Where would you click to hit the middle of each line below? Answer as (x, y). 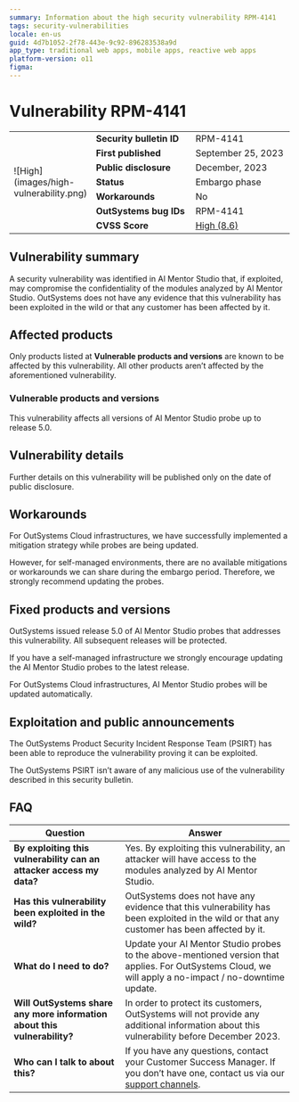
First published (129, 152)
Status (110, 182)
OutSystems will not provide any (192, 1014)
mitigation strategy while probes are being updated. (104, 546)
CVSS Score (122, 226)
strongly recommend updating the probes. (87, 581)
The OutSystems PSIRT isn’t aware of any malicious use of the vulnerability (147, 770)
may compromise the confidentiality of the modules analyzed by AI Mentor (146, 288)
